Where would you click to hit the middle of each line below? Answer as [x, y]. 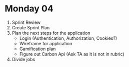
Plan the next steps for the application [51, 33]
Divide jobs [23, 59]
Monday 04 [29, 9]
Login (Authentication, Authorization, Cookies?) [68, 38]
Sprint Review [26, 22]
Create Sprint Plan [31, 27]
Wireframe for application [46, 43]
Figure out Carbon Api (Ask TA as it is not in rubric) [72, 54]
